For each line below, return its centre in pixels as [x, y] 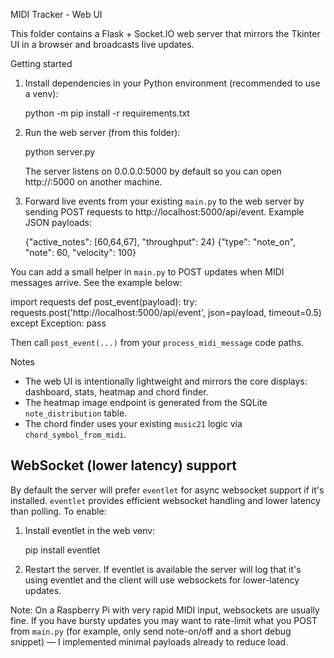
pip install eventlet [62, 550]
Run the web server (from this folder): [102, 132]
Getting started [41, 63]
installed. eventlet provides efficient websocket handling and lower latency [165, 500]
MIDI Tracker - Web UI [56, 14]
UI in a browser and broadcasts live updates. [102, 44]
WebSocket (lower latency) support [123, 465]
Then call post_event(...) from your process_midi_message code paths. [157, 342]
